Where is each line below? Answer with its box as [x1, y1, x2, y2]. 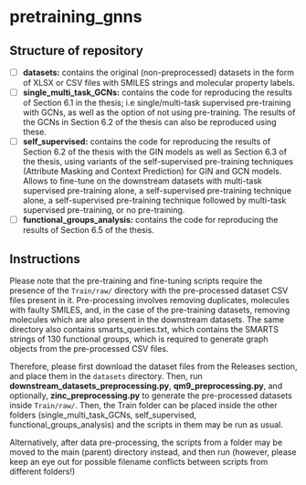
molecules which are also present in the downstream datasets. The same [9, 314, 285, 325]
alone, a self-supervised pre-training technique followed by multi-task [22, 195, 287, 206]
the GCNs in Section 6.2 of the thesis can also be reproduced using [22, 117, 277, 128]
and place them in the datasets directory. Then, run [9, 371, 203, 382]
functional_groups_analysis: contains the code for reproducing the [22, 215, 279, 226]
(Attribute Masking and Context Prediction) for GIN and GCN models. [22, 166, 282, 177]
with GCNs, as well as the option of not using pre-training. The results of [22, 107, 296, 118]
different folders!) [9, 466, 76, 477]
